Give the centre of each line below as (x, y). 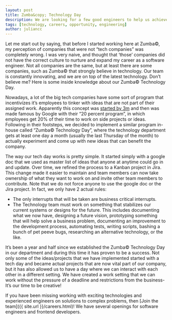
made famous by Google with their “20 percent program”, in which (75, 114)
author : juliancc (24, 29)
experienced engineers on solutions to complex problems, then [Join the (82, 301)
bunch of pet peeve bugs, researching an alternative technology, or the (88, 232)
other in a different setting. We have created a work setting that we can (80, 275)
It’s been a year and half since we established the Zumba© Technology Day (85, 248)
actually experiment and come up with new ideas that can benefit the (78, 141)
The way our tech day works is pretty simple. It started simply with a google (85, 157)
